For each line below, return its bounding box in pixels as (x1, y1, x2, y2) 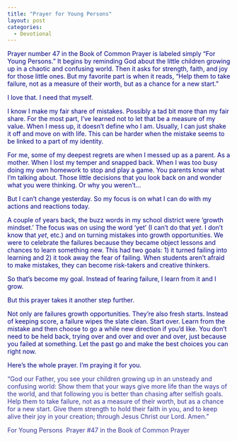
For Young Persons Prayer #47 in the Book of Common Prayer (7, 426, 190, 435)
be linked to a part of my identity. (7, 137, 104, 146)
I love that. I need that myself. (7, 93, 93, 102)
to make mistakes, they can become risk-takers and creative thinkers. (7, 261, 210, 270)
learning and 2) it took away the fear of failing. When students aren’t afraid (7, 253, 225, 262)
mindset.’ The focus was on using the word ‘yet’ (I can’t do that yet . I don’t (7, 224, 224, 232)
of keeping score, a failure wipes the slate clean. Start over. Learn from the (7, 317, 225, 326)
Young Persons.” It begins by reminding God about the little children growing (7, 57, 231, 66)
